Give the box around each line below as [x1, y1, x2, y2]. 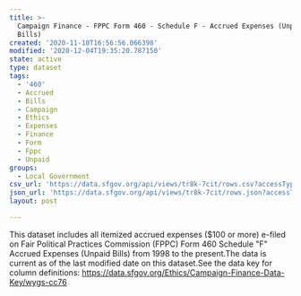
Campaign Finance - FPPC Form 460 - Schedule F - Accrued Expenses [17, 22, 275, 30]
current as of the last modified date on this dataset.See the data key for [9, 257, 273, 268]
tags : [9, 72, 30, 81]
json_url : [9, 188, 47, 197]
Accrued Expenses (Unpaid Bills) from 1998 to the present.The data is [9, 248, 267, 258]
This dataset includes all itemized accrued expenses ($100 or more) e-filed [9, 229, 287, 239]
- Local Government [17, 171, 90, 180]
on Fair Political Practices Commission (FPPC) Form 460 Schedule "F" [9, 239, 269, 249]
